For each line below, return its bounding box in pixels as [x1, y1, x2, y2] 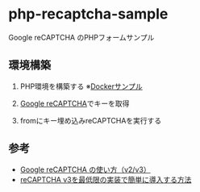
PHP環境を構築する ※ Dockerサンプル [19, 81, 143, 91]
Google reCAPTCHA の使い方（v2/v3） [19, 165, 151, 174]
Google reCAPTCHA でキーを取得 [19, 98, 130, 108]
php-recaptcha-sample [8, 5, 169, 23]
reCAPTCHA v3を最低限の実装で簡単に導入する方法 [19, 174, 192, 184]
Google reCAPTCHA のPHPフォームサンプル [8, 32, 155, 42]
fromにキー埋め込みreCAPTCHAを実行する [19, 115, 162, 125]
